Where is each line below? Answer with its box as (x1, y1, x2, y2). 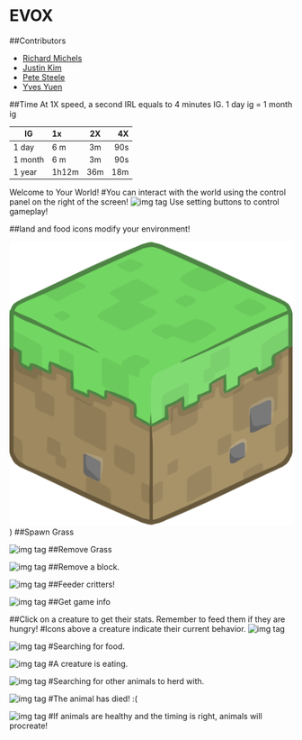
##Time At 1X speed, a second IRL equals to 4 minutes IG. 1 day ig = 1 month (9, 98, 293, 109)
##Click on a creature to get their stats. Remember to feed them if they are (9, 614, 286, 625)
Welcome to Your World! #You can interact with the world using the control (9, 187, 286, 197)
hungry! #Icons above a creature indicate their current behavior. (9, 623, 246, 634)
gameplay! (9, 206, 49, 216)
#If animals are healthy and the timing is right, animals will (48, 710, 262, 721)
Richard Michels (22, 52, 83, 63)
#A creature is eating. (48, 658, 129, 669)
